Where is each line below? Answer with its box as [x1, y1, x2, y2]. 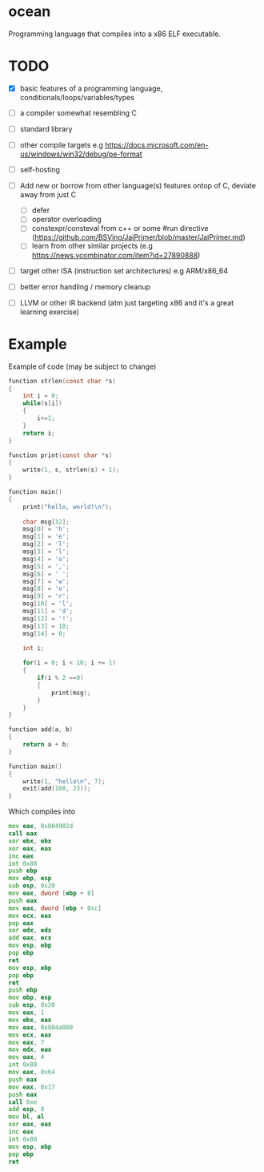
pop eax [8, 919, 34, 927]
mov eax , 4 [8, 1053, 45, 1061]
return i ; [22, 429, 56, 437]
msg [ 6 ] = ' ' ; [22, 570, 70, 578]
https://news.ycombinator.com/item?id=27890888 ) [31, 250, 201, 260]
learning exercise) [19, 307, 80, 317]
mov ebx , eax [8, 1016, 52, 1024]
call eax [8, 830, 38, 838]
